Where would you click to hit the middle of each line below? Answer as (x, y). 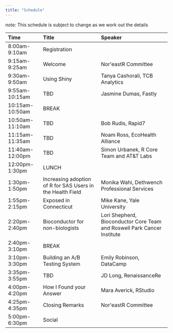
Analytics (112, 82)
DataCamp (114, 264)
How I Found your (64, 287)
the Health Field (62, 192)
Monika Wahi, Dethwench (132, 182)
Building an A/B (62, 257)
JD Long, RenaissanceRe (131, 275)
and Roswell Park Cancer (131, 228)
